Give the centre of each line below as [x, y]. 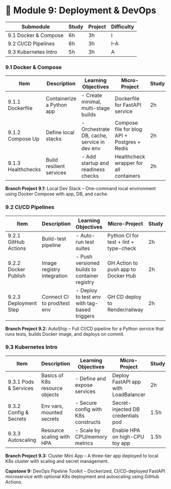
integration [54, 275]
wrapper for [129, 163]
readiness [93, 170]
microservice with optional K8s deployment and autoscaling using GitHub [82, 476]
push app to [121, 269]
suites [83, 248]
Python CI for [123, 236]
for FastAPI [128, 105]
